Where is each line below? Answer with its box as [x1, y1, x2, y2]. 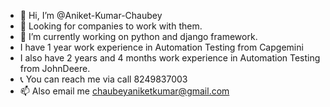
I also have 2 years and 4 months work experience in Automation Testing [19, 52, 321, 64]
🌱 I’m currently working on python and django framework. [19, 31, 258, 42]
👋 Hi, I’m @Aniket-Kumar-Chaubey [19, 10, 163, 21]
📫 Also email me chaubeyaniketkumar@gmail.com [19, 85, 230, 97]
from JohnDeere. [19, 63, 91, 74]
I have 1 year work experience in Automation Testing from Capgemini [19, 41, 304, 53]
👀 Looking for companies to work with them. [19, 20, 203, 32]
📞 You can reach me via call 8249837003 [19, 73, 188, 85]
